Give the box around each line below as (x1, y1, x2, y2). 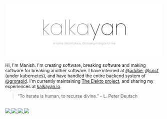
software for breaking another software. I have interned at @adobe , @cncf (5, 68, 159, 74)
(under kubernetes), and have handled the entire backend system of (5, 73, 146, 79)
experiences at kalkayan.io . (5, 84, 61, 90)
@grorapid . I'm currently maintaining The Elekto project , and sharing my (5, 78, 154, 84)
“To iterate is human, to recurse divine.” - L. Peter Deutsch (17, 93, 138, 99)
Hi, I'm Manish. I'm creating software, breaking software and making (5, 62, 146, 68)
